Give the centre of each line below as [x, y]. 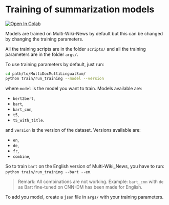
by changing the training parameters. [44, 39]
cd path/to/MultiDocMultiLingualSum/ [46, 74]
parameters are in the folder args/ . [42, 54]
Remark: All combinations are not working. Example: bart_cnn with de [91, 181]
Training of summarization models [80, 9]
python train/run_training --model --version [55, 78]
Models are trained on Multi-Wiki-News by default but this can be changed [84, 33]
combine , [22, 156]
